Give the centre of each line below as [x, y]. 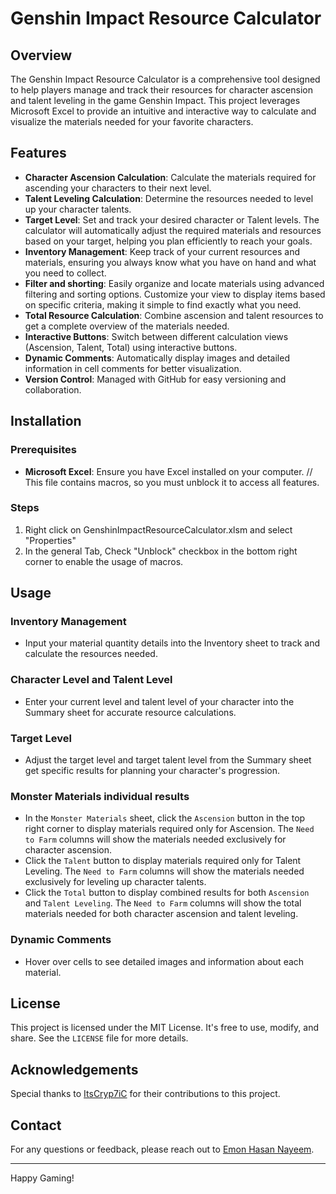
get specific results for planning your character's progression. [152, 771]
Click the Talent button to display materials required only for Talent [163, 861]
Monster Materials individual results [100, 796]
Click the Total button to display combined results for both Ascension [167, 893]
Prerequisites [43, 450]
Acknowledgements [74, 1069]
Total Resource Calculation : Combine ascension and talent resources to [174, 315]
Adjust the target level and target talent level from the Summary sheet [168, 760]
